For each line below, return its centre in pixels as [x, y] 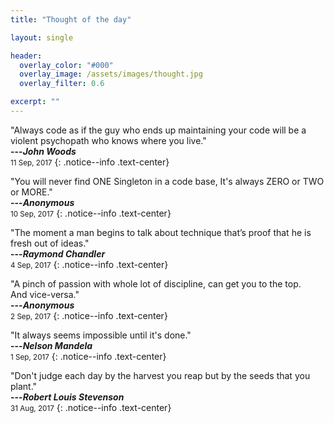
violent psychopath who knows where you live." [108, 140]
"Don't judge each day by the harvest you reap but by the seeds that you [160, 375]
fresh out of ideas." [50, 243]
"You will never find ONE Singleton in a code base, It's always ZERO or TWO [167, 181]
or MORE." [31, 192]
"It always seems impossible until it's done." [101, 335]
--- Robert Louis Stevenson [67, 397]
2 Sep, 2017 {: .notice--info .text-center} [89, 315]
